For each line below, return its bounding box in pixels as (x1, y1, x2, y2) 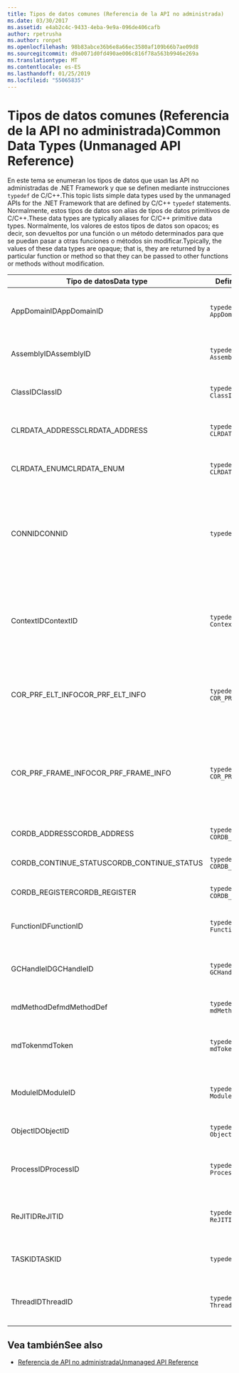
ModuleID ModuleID (11, 1087, 76, 1097)
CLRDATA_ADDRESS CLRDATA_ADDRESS (11, 425, 148, 435)
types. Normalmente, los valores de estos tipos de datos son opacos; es (7, 221, 219, 230)
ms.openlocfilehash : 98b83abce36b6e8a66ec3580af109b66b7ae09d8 (7, 43, 199, 51)
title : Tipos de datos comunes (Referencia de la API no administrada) (7, 10, 224, 18)
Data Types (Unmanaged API (7, 137, 181, 154)
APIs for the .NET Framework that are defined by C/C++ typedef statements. (7, 199, 231, 207)
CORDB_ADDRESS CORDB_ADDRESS (11, 829, 134, 839)
